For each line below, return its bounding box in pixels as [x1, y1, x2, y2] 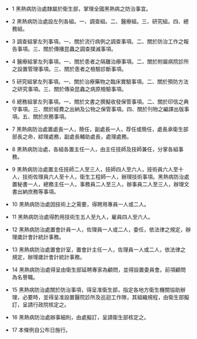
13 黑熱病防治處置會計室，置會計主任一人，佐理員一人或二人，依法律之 [11, 246, 186, 253]
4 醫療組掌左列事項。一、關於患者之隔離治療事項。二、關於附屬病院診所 [11, 58, 189, 65]
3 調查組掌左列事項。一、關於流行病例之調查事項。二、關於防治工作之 [11, 38, 184, 45]
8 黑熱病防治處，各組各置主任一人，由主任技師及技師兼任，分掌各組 [11, 146, 179, 153]
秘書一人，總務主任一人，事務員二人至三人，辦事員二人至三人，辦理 [17, 181, 185, 187]
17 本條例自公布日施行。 [11, 327, 71, 333]
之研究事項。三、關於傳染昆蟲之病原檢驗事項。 [11, 86, 127, 92]
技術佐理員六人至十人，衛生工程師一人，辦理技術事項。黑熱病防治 [22, 173, 185, 180]
